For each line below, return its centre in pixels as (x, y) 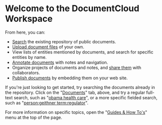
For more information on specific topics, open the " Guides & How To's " (76, 112)
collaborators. (26, 72)
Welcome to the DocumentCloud (72, 9)
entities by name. (29, 57)
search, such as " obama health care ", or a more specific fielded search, (86, 97)
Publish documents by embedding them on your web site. (70, 78)
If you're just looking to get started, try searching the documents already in (80, 87)
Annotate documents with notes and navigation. (60, 62)
